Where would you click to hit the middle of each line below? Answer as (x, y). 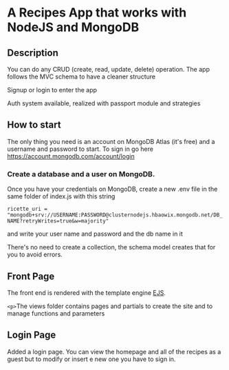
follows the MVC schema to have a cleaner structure (81, 76)
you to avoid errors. (35, 255)
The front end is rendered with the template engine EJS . (87, 292)
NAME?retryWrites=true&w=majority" (58, 221)
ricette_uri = (28, 209)
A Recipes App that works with (97, 13)
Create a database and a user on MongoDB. (81, 174)
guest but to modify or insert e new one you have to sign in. (91, 359)
